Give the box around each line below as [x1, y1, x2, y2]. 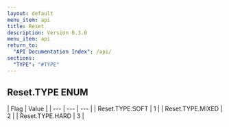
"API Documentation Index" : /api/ [13, 49, 112, 56]
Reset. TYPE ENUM [7, 86, 88, 98]
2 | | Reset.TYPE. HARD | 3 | [7, 112, 84, 120]
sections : [7, 55, 36, 62]
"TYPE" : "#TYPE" [13, 61, 60, 68]
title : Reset [7, 23, 45, 30]
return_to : [7, 42, 38, 49]
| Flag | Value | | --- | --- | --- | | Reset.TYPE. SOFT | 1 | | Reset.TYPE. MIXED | [7, 104, 223, 113]
